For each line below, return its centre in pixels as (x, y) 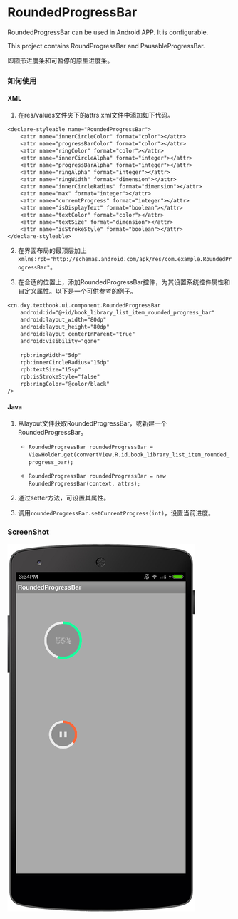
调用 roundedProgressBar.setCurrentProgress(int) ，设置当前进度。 (116, 513)
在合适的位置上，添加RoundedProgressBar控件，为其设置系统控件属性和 (124, 282)
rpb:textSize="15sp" (51, 370)
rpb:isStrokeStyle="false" (60, 377)
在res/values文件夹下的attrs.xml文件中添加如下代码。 (96, 115)
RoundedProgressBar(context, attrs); (84, 484)
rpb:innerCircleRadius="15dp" (65, 363)
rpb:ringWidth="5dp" (51, 356)
